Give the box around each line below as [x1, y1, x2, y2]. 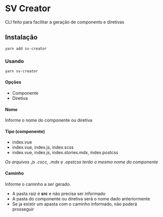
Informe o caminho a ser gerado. [5, 181, 71, 187]
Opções [5, 79, 21, 85]
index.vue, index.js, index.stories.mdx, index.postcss [12, 150, 119, 156]
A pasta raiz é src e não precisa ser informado [12, 191, 106, 197]
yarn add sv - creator [5, 46, 47, 51]
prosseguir [12, 206, 34, 212]
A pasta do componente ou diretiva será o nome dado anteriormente [12, 196, 150, 201]
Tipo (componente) [5, 128, 45, 134]
